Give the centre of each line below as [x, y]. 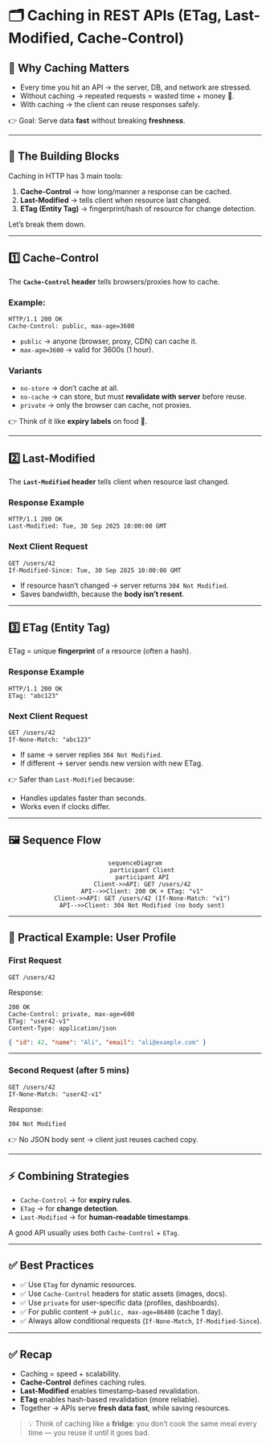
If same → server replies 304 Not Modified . [91, 755]
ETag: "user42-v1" [39, 1021]
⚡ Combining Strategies [69, 1176]
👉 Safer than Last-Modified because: [72, 779]
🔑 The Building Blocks [64, 157]
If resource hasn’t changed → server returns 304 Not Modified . [124, 585]
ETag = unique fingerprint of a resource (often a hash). [100, 651]
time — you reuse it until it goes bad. [89, 1433]
